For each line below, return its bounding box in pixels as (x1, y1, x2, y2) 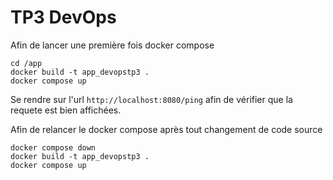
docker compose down (10, 142, 97, 153)
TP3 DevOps (10, 6, 117, 29)
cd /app (10, 58, 43, 68)
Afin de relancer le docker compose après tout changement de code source (10, 123, 323, 135)
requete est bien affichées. (10, 104, 122, 116)
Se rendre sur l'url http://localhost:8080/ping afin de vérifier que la (10, 93, 293, 105)
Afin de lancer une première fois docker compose (10, 39, 215, 51)
